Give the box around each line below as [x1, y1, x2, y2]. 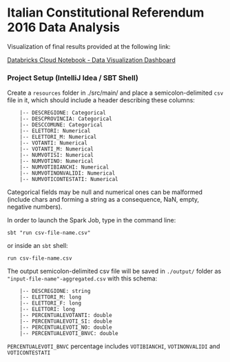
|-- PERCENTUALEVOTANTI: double [19, 312, 112, 319]
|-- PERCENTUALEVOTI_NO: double [19, 324, 112, 331]
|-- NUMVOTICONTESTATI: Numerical [19, 176, 118, 183]
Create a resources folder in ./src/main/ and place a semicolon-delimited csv [7, 88, 224, 97]
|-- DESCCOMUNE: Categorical [19, 122, 103, 128]
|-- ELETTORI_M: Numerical [19, 133, 97, 141]
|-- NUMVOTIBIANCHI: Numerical [19, 164, 109, 171]
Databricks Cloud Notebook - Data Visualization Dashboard [7, 55, 176, 64]
